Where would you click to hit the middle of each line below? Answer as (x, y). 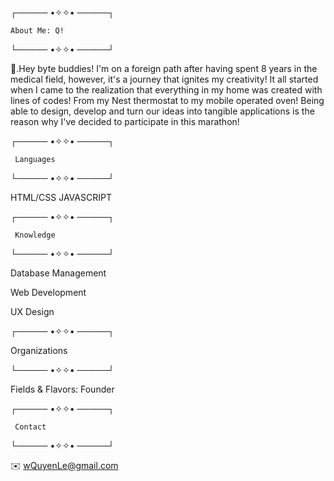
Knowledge (35, 235)
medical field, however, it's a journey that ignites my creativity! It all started (164, 79)
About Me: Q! (37, 31)
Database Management (58, 273)
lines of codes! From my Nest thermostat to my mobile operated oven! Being (167, 100)
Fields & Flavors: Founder (62, 389)
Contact (30, 427)
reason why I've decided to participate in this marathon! (125, 121)
